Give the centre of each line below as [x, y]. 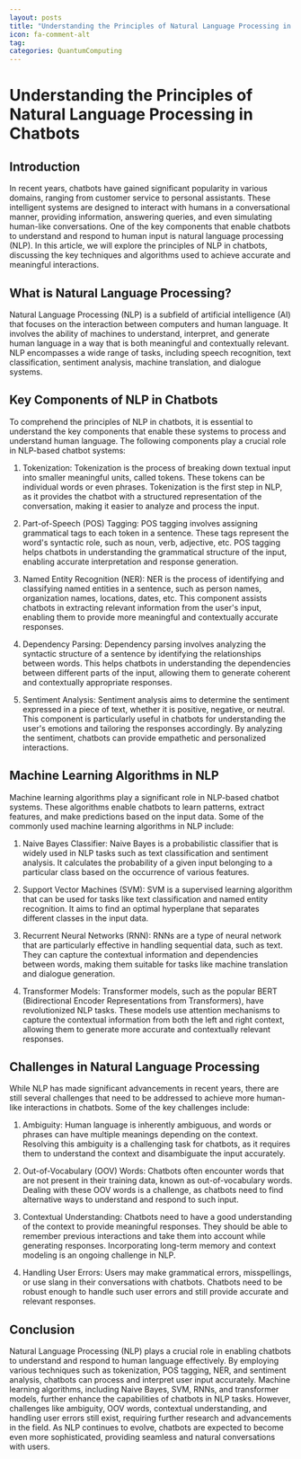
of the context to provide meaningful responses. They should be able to [155, 1226]
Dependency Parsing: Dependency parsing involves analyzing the [144, 644]
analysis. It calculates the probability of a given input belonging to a [147, 862]
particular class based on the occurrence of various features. [136, 871]
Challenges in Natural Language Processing [135, 1067]
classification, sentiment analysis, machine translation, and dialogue [135, 362]
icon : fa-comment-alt [50, 34]
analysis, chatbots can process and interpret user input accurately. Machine [150, 1380]
